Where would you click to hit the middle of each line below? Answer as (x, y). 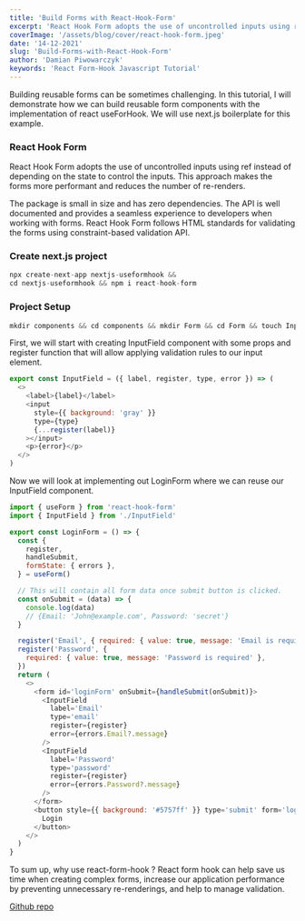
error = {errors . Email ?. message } (109, 734)
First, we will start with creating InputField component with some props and (150, 343)
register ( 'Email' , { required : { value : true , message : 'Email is (146, 641)
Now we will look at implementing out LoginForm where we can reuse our (147, 481)
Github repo (32, 906)
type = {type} (56, 421)
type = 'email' (74, 717)
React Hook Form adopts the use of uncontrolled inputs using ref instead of (151, 167)
